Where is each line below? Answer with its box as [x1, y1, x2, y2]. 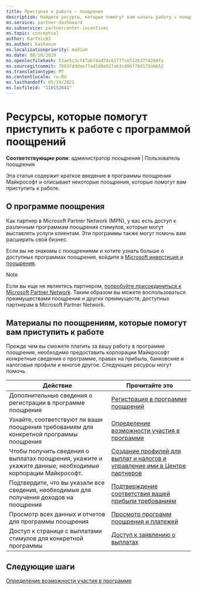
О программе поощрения [6, 202, 105, 212]
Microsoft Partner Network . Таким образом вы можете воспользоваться [6, 289, 186, 296]
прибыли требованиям [111, 497, 177, 505]
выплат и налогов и [111, 455, 167, 463]
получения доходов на [9, 493, 74, 501]
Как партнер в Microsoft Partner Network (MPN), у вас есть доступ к [6, 217, 176, 224]
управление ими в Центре [111, 462, 186, 470]
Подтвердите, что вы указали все [9, 479, 105, 487]
